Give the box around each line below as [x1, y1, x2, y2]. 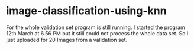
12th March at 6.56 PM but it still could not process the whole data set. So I [6, 30, 189, 37]
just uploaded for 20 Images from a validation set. [6, 36, 128, 43]
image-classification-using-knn [6, 4, 167, 18]
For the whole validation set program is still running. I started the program [6, 24, 185, 31]
